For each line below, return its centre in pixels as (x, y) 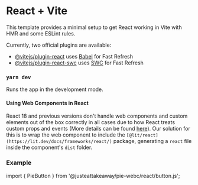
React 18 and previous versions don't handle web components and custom (97, 116)
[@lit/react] (142, 135)
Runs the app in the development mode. (55, 89)
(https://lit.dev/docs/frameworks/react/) (59, 142)
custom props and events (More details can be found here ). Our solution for (98, 129)
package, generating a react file (152, 141)
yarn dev (19, 77)
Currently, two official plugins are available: (59, 45)
